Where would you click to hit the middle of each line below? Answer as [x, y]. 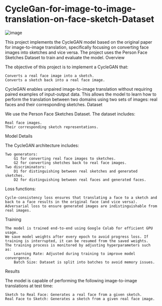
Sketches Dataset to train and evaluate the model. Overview [65, 57]
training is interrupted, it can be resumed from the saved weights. [77, 241]
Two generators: [21, 154]
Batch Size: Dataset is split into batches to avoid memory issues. [84, 262]
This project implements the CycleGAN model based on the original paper [79, 42]
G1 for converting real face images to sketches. [65, 159]
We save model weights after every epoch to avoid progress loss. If [77, 237]
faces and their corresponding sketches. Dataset [54, 104]
